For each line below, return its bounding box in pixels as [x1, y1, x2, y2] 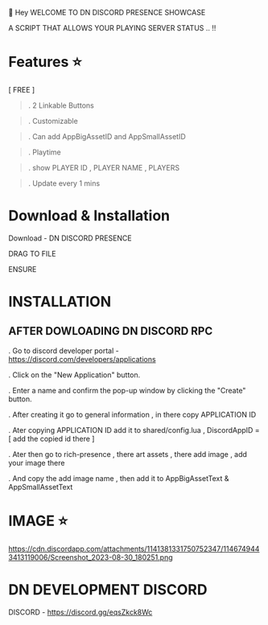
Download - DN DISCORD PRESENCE [8, 233, 133, 243]
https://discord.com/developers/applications [8, 354, 156, 364]
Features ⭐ [8, 53, 82, 72]
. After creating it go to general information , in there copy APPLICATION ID [8, 409, 257, 419]
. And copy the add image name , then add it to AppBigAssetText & [8, 473, 229, 483]
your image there [8, 458, 65, 467]
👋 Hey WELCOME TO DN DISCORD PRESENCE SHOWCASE [8, 8, 206, 17]
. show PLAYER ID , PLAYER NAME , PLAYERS [27, 162, 180, 172]
